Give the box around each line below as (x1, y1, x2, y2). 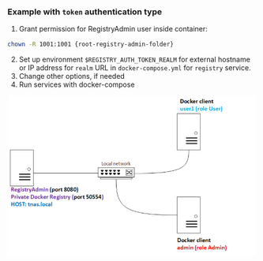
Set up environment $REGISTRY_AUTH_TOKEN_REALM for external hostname (18, 54, 250, 65)
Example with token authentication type (7, 6, 163, 17)
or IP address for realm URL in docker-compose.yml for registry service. (18, 63, 251, 73)
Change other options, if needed (18, 72, 126, 81)
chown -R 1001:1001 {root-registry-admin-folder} (7, 40, 175, 49)
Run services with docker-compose (18, 80, 135, 89)
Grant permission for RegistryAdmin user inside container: (18, 24, 209, 34)
